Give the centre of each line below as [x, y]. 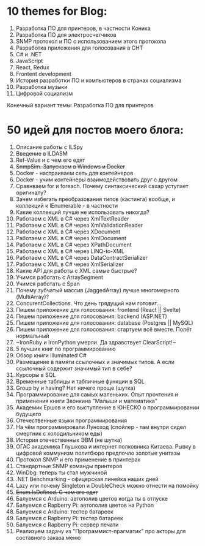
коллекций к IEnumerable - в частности [67, 205]
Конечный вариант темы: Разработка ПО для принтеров [81, 105]
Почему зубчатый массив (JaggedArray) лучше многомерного [97, 290]
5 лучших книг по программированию [66, 349]
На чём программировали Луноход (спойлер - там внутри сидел [101, 427]
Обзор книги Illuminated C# [51, 355]
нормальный [32, 336]
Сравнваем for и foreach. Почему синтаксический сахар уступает [102, 186]
